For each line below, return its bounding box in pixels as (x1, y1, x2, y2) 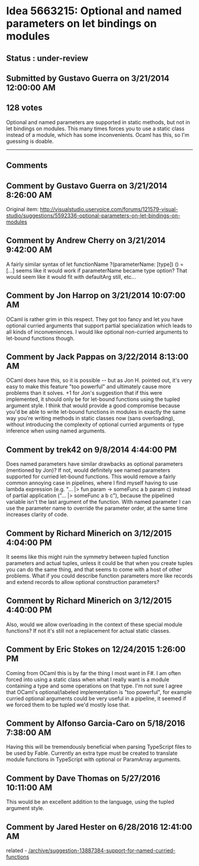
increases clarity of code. (6, 511, 69, 518)
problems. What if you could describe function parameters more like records (6, 572, 193, 579)
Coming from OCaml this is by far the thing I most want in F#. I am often (6, 669, 181, 676)
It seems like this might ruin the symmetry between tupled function (6, 553, 169, 560)
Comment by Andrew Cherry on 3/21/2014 (6, 236, 166, 246)
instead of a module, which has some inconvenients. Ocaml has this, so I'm (6, 131, 190, 138)
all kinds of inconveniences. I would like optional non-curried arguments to (6, 328, 188, 335)
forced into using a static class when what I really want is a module (6, 676, 170, 683)
